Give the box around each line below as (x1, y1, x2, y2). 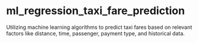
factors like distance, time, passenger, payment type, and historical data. (6, 29, 185, 37)
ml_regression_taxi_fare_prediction (6, 4, 185, 18)
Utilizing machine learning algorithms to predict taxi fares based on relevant (6, 24, 193, 31)
